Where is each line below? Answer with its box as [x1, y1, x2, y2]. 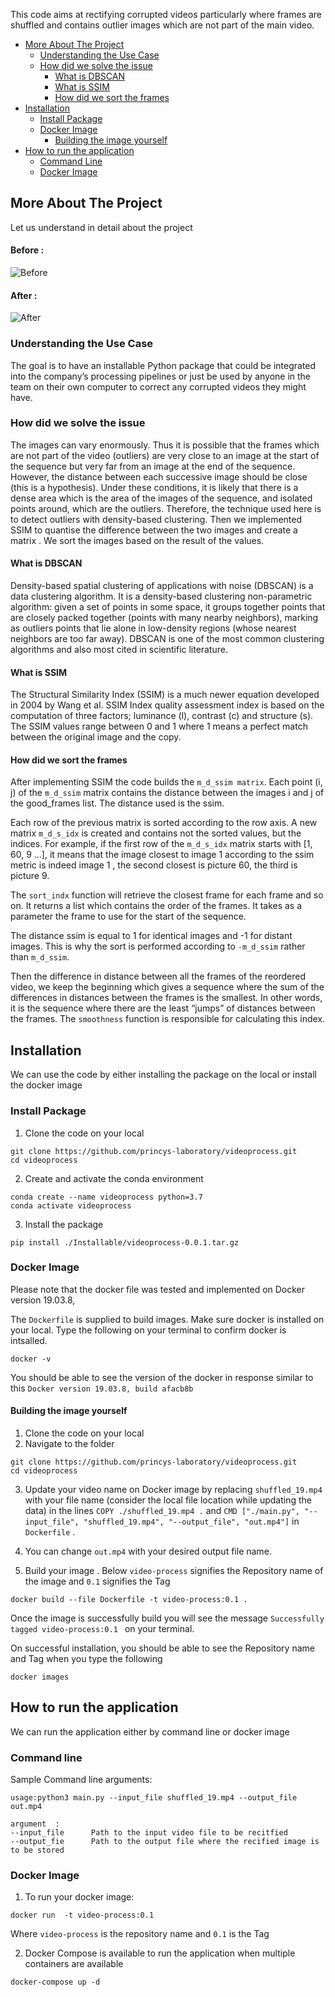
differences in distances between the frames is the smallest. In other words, [10, 992, 323, 1004]
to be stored [10, 1845, 65, 1856]
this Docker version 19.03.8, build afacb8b [10, 1382, 194, 1394]
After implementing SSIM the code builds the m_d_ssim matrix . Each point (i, [10, 776, 323, 788]
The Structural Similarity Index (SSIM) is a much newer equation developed [10, 689, 320, 701]
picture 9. [10, 870, 50, 882]
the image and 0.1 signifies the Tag [24, 1575, 171, 1588]
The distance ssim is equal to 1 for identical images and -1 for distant [10, 930, 293, 942]
